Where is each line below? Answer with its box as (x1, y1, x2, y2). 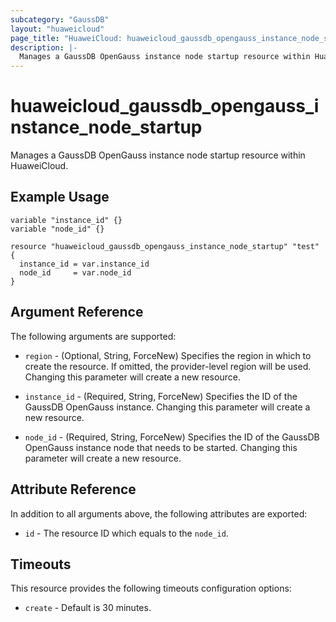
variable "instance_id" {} (10, 215, 123, 225)
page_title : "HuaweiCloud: (10, 33, 123, 43)
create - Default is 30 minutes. (24, 602, 152, 614)
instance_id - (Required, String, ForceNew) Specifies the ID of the (24, 390, 298, 402)
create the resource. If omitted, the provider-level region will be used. (24, 360, 312, 372)
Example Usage (10, 189, 110, 206)
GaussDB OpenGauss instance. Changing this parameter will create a (24, 401, 311, 413)
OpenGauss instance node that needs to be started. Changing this (24, 441, 298, 453)
